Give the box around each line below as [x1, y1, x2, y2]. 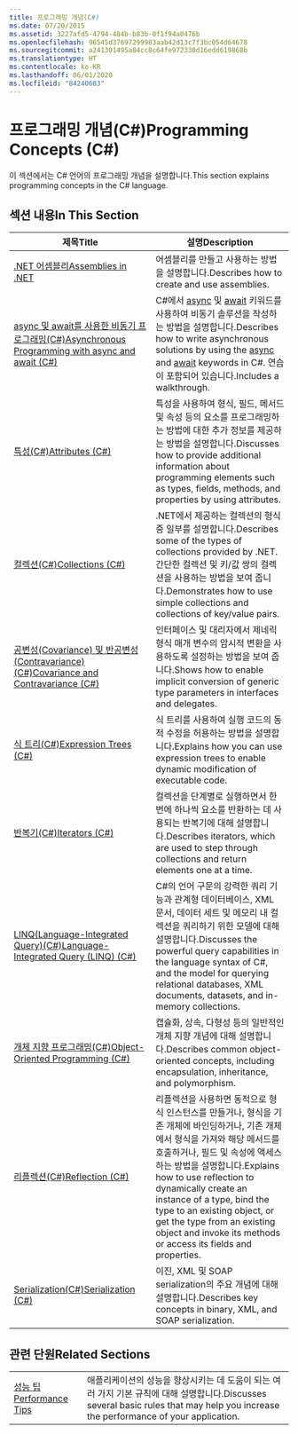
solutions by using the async [154, 343, 275, 356]
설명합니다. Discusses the [154, 934, 258, 946]
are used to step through [154, 842, 259, 855]
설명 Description [186, 236, 254, 248]
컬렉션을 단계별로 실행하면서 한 [154, 791, 278, 803]
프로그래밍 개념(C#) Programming [9, 120, 249, 140]
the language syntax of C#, [154, 956, 269, 968]
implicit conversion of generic [154, 675, 279, 688]
